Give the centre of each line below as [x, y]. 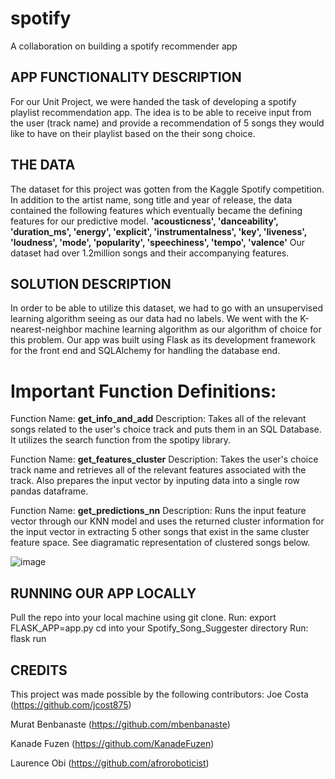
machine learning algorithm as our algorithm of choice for [203, 329]
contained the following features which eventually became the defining [156, 210]
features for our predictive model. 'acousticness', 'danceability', [144, 221]
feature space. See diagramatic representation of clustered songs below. [160, 543]
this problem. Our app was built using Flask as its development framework [163, 340]
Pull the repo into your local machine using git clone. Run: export [143, 618]
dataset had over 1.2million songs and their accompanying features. [150, 253]
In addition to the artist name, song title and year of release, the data [151, 199]
